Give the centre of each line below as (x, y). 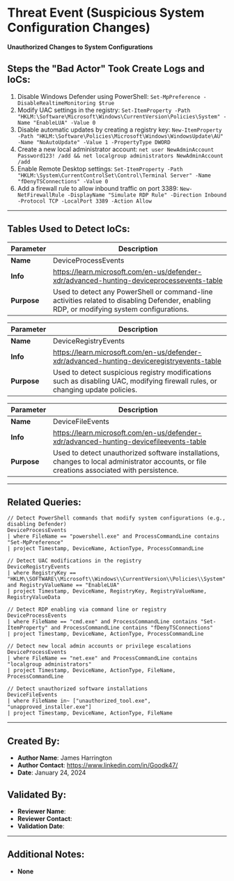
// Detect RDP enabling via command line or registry (87, 610)
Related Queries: (44, 502)
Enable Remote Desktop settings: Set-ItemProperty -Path (100, 169)
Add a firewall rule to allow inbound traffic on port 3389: (98, 188)
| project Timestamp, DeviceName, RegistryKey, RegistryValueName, (107, 591)
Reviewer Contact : (45, 819)
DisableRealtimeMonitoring (56, 103)
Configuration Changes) (79, 28)
